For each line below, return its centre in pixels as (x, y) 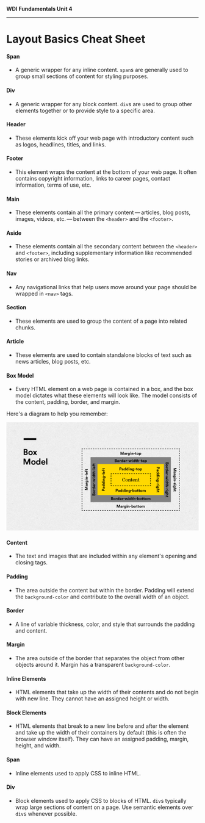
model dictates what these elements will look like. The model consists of (106, 395)
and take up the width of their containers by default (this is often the (101, 733)
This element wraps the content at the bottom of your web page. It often (106, 172)
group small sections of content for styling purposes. (82, 76)
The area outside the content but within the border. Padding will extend (104, 590)
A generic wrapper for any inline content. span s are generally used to (102, 70)
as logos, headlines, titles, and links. (60, 144)
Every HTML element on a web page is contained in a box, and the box (104, 389)
